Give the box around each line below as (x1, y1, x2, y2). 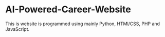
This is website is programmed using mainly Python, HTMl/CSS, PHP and (5, 21, 160, 27)
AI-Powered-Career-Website (5, 4, 131, 15)
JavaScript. (5, 26, 30, 32)
